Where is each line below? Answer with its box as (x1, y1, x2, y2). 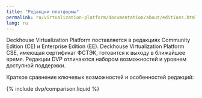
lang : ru (6, 20, 28, 26)
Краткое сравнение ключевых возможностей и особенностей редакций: (6, 73, 194, 81)
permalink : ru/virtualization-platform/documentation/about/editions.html (6, 14, 198, 20)
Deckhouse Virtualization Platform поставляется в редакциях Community (6, 37, 191, 44)
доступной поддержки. (6, 62, 66, 69)
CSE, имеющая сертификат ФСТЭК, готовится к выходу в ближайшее (6, 49, 185, 57)
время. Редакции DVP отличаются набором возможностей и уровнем (6, 55, 187, 63)
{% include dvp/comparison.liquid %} (6, 85, 100, 93)
